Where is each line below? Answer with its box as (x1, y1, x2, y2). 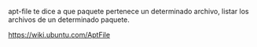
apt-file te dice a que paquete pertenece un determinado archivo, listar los (8, 7, 249, 16)
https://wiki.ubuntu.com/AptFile (8, 31, 111, 39)
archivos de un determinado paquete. (8, 15, 130, 24)
